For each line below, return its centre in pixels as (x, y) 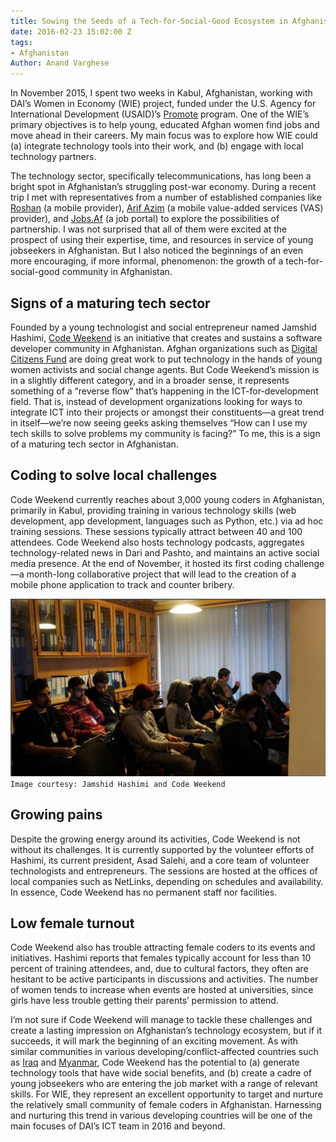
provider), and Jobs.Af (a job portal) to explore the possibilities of (145, 219)
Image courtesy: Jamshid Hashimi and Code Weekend (118, 784)
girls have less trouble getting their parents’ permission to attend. (144, 1001)
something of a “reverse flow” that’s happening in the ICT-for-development (164, 391)
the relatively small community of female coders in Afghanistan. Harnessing (166, 1105)
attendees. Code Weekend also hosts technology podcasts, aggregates (157, 542)
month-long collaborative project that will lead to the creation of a (161, 574)
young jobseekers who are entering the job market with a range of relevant (164, 1084)
